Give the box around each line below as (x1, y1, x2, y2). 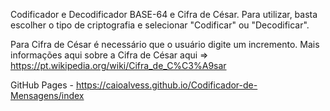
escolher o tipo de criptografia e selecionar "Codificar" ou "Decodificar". (10, 19, 310, 31)
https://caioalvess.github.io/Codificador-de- (75, 79, 258, 91)
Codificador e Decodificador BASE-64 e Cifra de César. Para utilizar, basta (10, 9, 318, 20)
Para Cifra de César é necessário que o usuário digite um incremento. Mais (10, 39, 320, 50)
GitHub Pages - (10, 79, 74, 91)
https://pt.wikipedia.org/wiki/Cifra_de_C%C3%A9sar (10, 60, 227, 71)
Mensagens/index (10, 90, 85, 101)
